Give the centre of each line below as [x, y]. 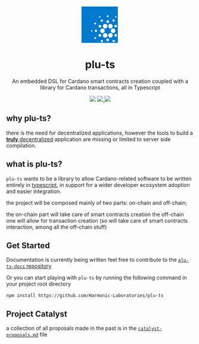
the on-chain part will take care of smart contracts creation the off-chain [95, 214]
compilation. [21, 145]
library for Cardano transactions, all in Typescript [100, 87]
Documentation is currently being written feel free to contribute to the [91, 260]
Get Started [28, 246]
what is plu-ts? [34, 164]
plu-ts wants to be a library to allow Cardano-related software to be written [99, 179]
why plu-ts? [29, 119]
